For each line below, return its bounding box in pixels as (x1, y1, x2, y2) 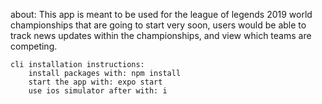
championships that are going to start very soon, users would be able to (10, 19, 307, 31)
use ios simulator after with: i (28, 86, 168, 96)
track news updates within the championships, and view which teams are (10, 30, 312, 41)
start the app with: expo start (28, 77, 163, 87)
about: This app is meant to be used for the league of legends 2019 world (10, 9, 313, 20)
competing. (10, 40, 58, 52)
